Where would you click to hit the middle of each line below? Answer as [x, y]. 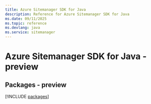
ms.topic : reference [26, 23]
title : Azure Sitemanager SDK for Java [46, 10]
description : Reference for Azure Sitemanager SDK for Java [67, 14]
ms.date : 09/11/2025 [26, 19]
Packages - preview [36, 85]
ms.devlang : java [23, 28]
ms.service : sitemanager [30, 32]
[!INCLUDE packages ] [27, 96]
